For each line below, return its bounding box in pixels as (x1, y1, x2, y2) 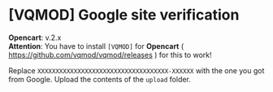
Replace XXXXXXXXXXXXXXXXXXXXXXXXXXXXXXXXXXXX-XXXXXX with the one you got (8, 65, 265, 75)
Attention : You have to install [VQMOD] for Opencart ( (8, 41, 184, 50)
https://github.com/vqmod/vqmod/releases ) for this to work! (8, 50, 213, 59)
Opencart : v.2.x (8, 33, 62, 42)
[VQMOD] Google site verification (8, 6, 240, 24)
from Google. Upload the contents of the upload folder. (8, 74, 191, 84)
